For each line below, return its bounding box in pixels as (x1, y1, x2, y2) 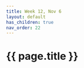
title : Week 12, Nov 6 (6, 8, 62, 15)
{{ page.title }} (6, 50, 79, 63)
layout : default (6, 14, 46, 20)
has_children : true (6, 19, 54, 25)
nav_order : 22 (6, 24, 41, 31)
